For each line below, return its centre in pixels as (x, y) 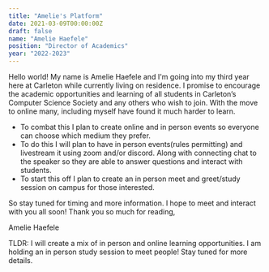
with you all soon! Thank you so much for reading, (92, 212)
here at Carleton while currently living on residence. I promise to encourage (134, 85)
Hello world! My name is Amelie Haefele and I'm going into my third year (129, 77)
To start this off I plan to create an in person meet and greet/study (130, 179)
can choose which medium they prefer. (85, 136)
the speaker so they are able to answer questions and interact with (131, 162)
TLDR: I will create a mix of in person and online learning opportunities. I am (135, 243)
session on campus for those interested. (88, 187)
